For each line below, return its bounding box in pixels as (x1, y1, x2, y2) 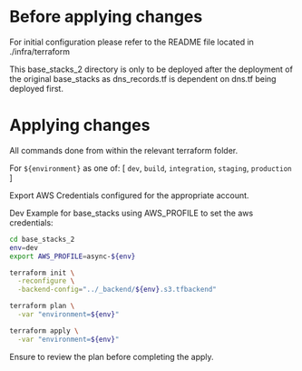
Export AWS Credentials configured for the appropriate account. (9, 189, 249, 201)
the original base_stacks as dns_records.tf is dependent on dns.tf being (9, 73, 277, 84)
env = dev (9, 243, 39, 252)
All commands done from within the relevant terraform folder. (9, 145, 239, 155)
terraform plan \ (9, 302, 75, 311)
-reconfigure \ (17, 276, 75, 286)
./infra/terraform (9, 45, 71, 56)
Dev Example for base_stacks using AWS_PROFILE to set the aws (9, 207, 254, 218)
